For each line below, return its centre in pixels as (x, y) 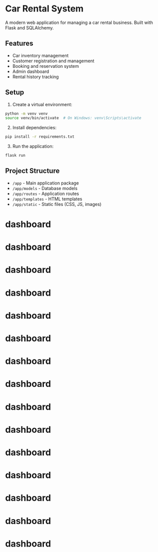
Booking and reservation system (46, 66)
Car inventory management (40, 55)
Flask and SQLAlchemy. (29, 27)
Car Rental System (44, 9)
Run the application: (33, 146)
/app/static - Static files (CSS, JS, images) (57, 204)
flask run (15, 156)
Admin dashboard (31, 71)
